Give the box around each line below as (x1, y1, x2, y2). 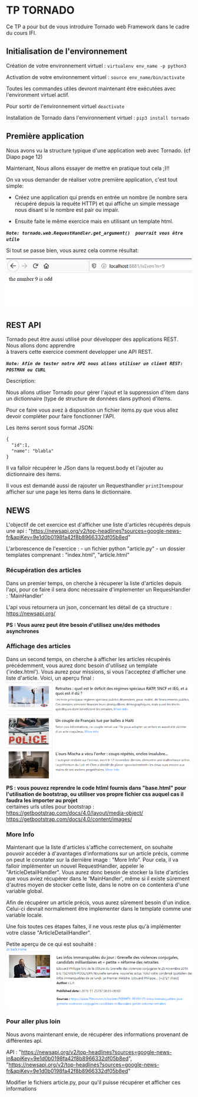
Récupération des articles (6, 566, 81, 574)
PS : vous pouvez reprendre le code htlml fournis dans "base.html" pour (6, 784, 187, 791)
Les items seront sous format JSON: (6, 424, 94, 431)
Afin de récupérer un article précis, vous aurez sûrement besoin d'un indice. (6, 899, 192, 906)
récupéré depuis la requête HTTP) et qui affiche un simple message (14, 200, 180, 207)
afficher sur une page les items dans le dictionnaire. (6, 488, 132, 495)
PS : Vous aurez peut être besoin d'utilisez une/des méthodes (6, 621, 160, 628)
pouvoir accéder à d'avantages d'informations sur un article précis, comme (6, 850, 189, 857)
